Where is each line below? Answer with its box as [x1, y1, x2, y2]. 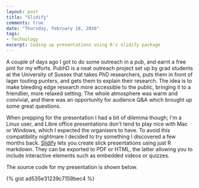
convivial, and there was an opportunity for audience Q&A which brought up [6, 96, 192, 103]
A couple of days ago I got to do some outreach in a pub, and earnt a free [6, 58, 186, 65]
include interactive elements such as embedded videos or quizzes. [6, 152, 170, 159]
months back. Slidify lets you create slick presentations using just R [6, 139, 171, 146]
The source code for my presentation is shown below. [6, 163, 138, 170]
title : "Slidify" [6, 14, 49, 20]
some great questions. [6, 102, 61, 109]
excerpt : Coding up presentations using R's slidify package [6, 42, 161, 48]
